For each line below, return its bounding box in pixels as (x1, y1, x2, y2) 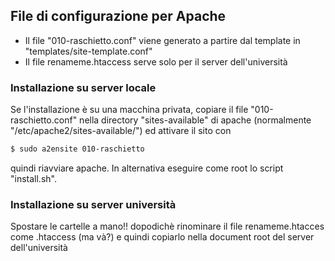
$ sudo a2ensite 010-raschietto (10, 144, 145, 154)
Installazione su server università (10, 197, 177, 211)
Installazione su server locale (10, 80, 157, 94)
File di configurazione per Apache (10, 8, 227, 25)
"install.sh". (10, 172, 57, 184)
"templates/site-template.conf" (24, 45, 153, 57)
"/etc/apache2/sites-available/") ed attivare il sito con (10, 125, 232, 137)
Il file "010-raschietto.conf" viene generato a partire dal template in (24, 34, 301, 46)
